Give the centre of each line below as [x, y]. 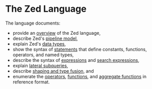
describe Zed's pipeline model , [45, 38]
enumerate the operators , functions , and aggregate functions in [80, 76]
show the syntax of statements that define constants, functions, [80, 49]
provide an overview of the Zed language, [57, 33]
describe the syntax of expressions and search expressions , [76, 60]
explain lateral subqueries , [40, 65]
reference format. [31, 82]
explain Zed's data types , [39, 43]
